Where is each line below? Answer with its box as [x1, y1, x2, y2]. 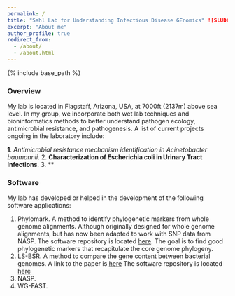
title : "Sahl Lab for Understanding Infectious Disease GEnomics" [7, 17, 205, 24]
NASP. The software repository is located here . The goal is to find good [17, 237, 224, 245]
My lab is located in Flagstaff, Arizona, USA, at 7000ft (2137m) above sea [7, 102, 218, 111]
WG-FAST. [17, 282, 48, 290]
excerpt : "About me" [7, 23, 68, 30]
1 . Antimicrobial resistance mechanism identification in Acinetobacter [7, 145, 208, 154]
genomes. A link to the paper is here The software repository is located [17, 260, 222, 268]
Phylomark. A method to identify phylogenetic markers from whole [17, 215, 210, 223]
